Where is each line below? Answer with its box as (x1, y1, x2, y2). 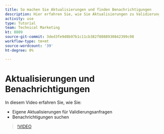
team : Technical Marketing (5, 25, 60, 30)
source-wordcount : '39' (5, 43, 54, 48)
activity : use (5, 16, 34, 21)
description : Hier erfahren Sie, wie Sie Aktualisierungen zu (5, 12, 134, 17)
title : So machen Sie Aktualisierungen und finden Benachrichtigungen (5, 7, 152, 12)
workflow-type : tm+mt (5, 39, 49, 44)
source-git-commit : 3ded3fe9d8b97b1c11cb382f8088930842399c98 (5, 35, 134, 39)
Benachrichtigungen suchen (12, 114, 69, 120)
